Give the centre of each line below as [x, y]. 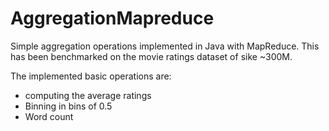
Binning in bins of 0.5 [68, 106]
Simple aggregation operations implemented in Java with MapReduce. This [165, 46]
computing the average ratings [88, 95]
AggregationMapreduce [112, 18]
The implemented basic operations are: [91, 76]
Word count [49, 116]
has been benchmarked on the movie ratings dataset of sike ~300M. [151, 56]
